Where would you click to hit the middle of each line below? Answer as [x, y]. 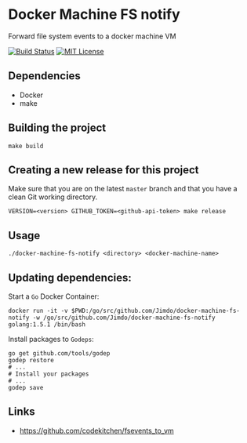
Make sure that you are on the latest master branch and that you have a [123, 189]
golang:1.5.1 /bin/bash [47, 325]
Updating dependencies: [70, 277]
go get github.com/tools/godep [59, 354]
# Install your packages [49, 374]
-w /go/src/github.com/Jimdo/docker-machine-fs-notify [124, 318]
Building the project [57, 128]
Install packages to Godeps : [51, 339]
